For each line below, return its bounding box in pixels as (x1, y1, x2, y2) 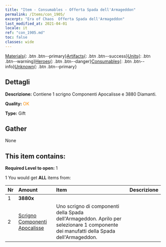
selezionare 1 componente (56, 221, 119, 228)
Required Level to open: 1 (5, 165, 58, 171)
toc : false (5, 35, 28, 40)
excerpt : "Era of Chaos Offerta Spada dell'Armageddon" (5, 16, 125, 21)
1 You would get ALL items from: (5, 175, 71, 181)
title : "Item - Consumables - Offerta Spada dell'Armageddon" (5, 7, 136, 12)
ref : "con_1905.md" (5, 30, 45, 35)
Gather (5, 124, 27, 133)
